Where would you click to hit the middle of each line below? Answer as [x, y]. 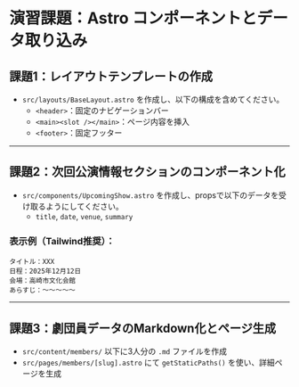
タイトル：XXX [32, 262]
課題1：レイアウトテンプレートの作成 [111, 76]
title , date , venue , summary [84, 216]
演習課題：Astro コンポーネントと [133, 18]
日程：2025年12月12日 [45, 272]
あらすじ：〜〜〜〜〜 [42, 291]
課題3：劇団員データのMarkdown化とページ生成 [143, 328]
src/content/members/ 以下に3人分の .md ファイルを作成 [124, 351]
